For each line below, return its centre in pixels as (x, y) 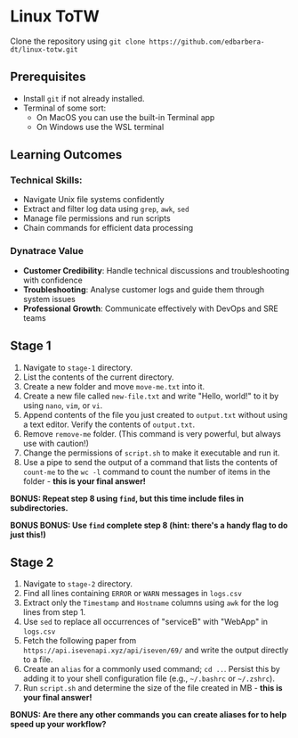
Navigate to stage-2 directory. (77, 584)
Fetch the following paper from (80, 641)
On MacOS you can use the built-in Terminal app (125, 117)
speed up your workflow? (58, 725)
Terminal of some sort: (64, 108)
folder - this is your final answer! (84, 481)
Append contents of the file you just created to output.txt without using (155, 414)
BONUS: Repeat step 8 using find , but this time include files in (127, 498)
